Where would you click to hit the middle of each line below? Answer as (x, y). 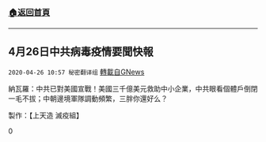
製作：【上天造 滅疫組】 (46, 115)
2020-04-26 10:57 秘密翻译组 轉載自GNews (76, 72)
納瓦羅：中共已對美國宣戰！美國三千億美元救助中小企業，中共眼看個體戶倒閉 (133, 89)
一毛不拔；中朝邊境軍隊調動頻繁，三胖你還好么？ (88, 99)
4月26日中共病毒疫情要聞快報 (81, 52)
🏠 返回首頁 (29, 12)
